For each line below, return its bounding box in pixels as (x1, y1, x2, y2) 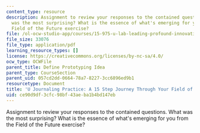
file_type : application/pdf (6, 42, 76, 48)
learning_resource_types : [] (6, 48, 79, 54)
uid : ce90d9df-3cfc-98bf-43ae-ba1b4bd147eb (6, 92, 116, 98)
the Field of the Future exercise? (6, 120, 85, 128)
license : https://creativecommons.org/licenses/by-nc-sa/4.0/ (6, 53, 164, 59)
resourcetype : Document (6, 81, 65, 87)
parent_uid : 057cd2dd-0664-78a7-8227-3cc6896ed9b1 (6, 75, 135, 81)
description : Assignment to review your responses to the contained (6, 14, 180, 20)
